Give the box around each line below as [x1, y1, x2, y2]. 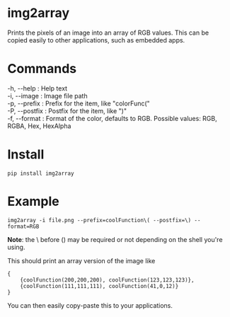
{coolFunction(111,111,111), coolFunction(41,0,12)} [20, 282, 179, 289]
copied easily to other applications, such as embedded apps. [7, 35, 185, 44]
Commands [7, 61, 77, 77]
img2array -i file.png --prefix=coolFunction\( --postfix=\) [7, 217, 192, 224]
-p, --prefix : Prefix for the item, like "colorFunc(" [7, 99, 150, 108]
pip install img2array [7, 170, 74, 177]
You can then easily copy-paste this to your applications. [7, 301, 173, 309]
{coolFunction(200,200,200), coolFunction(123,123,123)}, [20, 276, 195, 284]
